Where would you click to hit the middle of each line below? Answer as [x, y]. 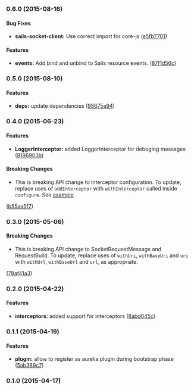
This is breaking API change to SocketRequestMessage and [88, 249]
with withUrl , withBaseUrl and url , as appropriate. [76, 261]
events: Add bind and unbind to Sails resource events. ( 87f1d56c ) [96, 63]
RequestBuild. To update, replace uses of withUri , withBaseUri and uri [101, 255]
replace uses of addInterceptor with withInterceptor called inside [96, 188]
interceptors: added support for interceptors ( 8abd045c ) [85, 316]
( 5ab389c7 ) [29, 366]
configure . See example [44, 195]
